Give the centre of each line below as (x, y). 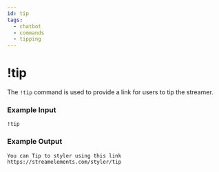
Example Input (32, 109)
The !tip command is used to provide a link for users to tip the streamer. (110, 92)
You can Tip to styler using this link (64, 155)
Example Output (35, 142)
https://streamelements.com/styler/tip (64, 162)
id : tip (18, 13)
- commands (29, 33)
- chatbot (27, 26)
